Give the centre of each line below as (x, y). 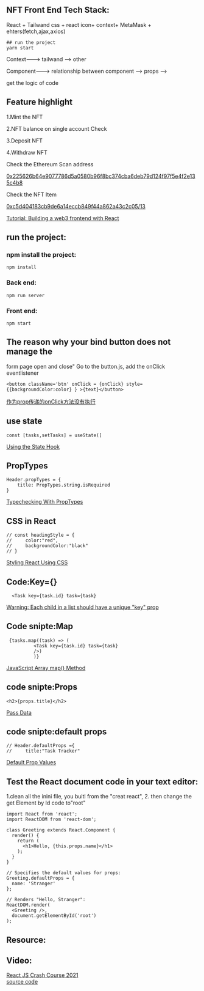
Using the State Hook (33, 446)
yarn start (20, 48)
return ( (28, 841)
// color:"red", (33, 540)
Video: (19, 960)
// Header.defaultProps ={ (40, 746)
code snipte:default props (57, 731)
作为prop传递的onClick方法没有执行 (51, 401)
